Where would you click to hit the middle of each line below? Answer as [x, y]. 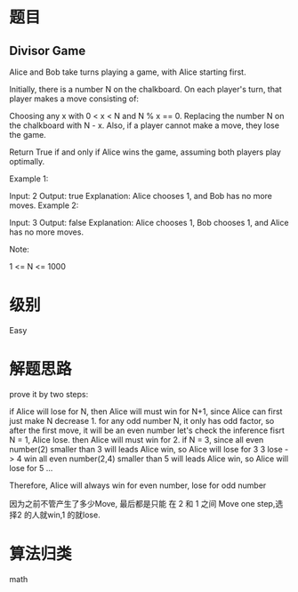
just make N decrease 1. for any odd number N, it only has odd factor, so [142, 420]
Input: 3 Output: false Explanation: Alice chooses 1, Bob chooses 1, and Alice [149, 223]
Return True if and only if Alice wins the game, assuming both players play [145, 152]
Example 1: [29, 179]
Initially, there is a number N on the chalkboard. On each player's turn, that [145, 89]
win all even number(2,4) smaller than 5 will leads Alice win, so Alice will [156, 459]
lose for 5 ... [31, 468]
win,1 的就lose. [74, 515]
